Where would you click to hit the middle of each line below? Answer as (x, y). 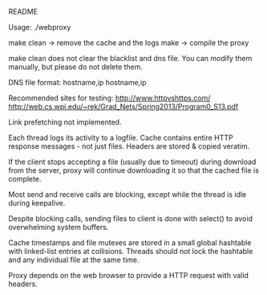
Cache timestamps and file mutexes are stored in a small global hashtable (130, 243)
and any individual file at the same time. (74, 260)
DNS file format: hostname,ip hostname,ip (77, 82)
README (23, 12)
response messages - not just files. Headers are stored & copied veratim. (129, 146)
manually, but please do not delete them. (75, 67)
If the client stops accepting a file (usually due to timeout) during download (132, 162)
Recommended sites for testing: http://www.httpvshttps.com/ (109, 98)
